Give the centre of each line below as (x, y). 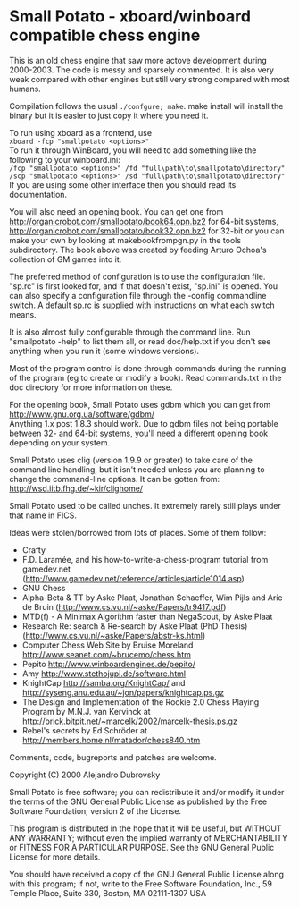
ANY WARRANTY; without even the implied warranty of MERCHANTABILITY (149, 837)
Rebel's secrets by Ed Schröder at (85, 730)
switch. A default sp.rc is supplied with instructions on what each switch (142, 305)
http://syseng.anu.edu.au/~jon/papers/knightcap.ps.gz (123, 692)
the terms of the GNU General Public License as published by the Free (138, 801)
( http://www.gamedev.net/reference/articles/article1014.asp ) (133, 578)
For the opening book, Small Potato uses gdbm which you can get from (140, 404)
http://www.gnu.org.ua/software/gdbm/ (82, 414)
